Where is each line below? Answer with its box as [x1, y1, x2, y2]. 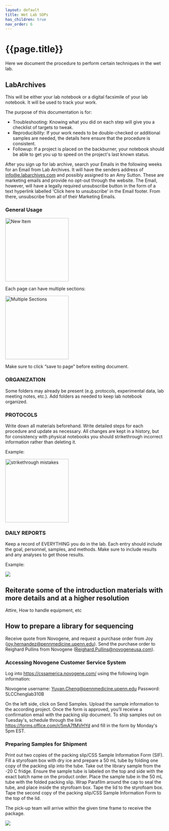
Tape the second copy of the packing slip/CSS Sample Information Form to [5, 790, 161, 796]
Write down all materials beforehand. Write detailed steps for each [5, 423, 143, 429]
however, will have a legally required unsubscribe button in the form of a [5, 183, 156, 188]
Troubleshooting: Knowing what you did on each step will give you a [12, 119, 155, 125]
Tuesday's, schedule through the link [5, 717, 82, 723]
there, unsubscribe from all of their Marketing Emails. [5, 194, 116, 200]
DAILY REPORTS [5, 529, 46, 536]
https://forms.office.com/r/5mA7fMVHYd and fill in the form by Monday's [5, 722, 158, 729]
